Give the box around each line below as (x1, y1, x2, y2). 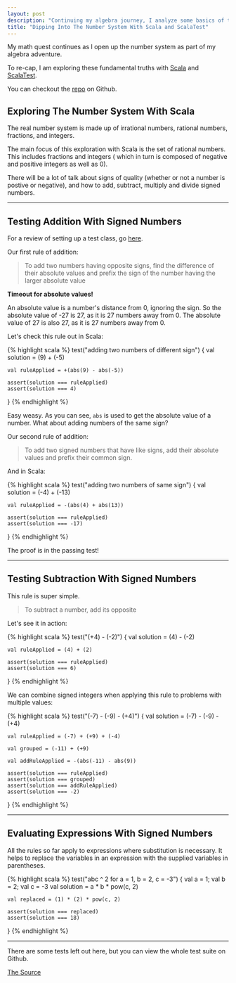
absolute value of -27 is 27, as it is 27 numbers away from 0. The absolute (7, 311, 221, 319)
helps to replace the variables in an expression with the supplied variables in (7, 854, 228, 862)
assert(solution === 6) (7, 664, 77, 672)
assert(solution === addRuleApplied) (7, 782, 118, 789)
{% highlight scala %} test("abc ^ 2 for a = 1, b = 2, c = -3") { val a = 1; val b (7, 875, 226, 883)
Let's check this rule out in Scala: (7, 332, 103, 340)
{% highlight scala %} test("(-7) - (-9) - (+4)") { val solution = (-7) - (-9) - (7, 712, 219, 720)
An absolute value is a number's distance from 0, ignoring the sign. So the (7, 304, 222, 311)
